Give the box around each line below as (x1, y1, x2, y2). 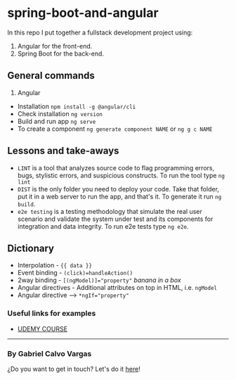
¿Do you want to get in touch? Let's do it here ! (7, 365, 140, 373)
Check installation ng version (17, 109, 103, 118)
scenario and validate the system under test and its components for (17, 215, 214, 223)
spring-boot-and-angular (7, 5, 159, 21)
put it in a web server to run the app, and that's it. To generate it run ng (17, 192, 222, 201)
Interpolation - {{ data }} (17, 261, 93, 270)
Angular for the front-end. (17, 42, 93, 50)
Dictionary (7, 242, 55, 254)
